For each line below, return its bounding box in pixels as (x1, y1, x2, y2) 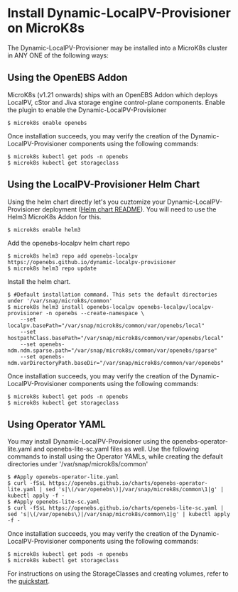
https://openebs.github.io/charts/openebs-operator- (48, 480, 208, 487)
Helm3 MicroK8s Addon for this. (7, 212, 102, 221)
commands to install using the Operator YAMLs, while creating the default (7, 452, 224, 461)
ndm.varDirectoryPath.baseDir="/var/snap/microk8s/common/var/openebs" (7, 359, 224, 366)
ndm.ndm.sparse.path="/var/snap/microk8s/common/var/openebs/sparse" (7, 346, 218, 354)
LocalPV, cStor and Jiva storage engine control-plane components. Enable (7, 98, 225, 106)
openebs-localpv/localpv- (137, 303, 215, 310)
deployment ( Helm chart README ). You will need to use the (42, 204, 217, 214)
